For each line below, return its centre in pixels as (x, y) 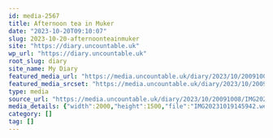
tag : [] (22, 122)
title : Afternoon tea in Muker (61, 24)
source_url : (28, 99)
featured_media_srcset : (49, 84)
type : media (28, 91)
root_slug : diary (38, 62)
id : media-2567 (34, 16)
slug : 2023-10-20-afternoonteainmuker (74, 39)
